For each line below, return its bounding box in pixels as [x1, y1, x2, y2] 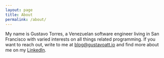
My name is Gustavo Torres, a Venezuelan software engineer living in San [5, 31, 159, 37]
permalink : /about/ [5, 17, 47, 22]
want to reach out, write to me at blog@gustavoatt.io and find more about [5, 42, 159, 48]
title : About [5, 12, 33, 17]
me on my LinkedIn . [5, 47, 47, 53]
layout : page [5, 7, 33, 13]
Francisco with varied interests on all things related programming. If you [5, 36, 156, 42]
